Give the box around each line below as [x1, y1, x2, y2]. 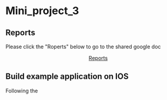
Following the [5, 87, 38, 94]
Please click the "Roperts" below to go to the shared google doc [5, 43, 161, 50]
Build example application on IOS [5, 72, 129, 82]
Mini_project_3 [5, 4, 79, 18]
